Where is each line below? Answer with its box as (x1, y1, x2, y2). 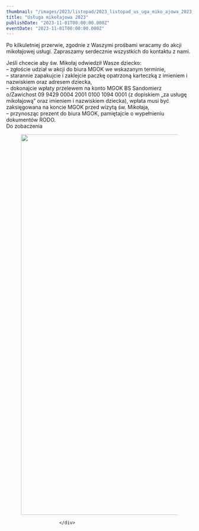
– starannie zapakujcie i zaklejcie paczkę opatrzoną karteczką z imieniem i (6, 72, 188, 79)
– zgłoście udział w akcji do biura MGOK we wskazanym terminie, (6, 66, 166, 73)
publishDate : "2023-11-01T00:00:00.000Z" (6, 20, 110, 26)
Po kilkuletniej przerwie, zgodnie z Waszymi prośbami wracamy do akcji (6, 42, 182, 49)
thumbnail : (6, 8, 33, 15)
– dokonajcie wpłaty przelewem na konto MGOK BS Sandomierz (6, 84, 162, 92)
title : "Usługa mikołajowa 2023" (6, 14, 89, 20)
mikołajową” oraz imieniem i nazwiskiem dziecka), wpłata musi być (6, 98, 170, 105)
